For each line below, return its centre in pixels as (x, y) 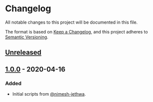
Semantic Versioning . (27, 37)
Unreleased (23, 52)
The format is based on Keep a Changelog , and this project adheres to (76, 32)
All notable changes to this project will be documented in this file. (72, 22)
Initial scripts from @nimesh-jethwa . (49, 94)
